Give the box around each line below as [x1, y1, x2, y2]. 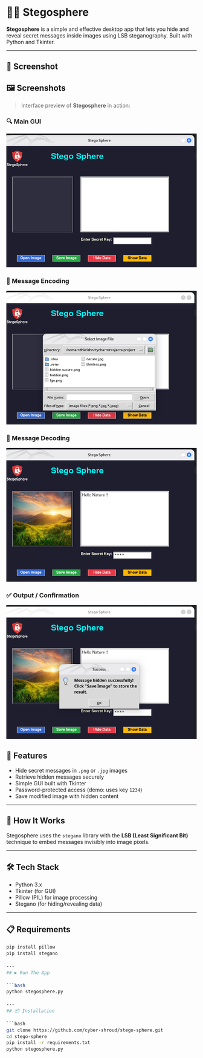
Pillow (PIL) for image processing [14, 894, 98, 901]
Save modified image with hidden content [14, 792, 119, 800]
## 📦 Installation [6, 1008, 55, 1014]
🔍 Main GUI [6, 117, 41, 126]
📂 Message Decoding [6, 434, 70, 442]
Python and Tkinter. [6, 38, 56, 45]
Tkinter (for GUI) [14, 888, 56, 895]
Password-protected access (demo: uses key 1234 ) [14, 786, 143, 793]
